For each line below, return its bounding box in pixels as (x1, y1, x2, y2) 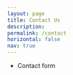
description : (7, 23, 45, 30)
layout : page (7, 10, 45, 17)
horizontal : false (7, 36, 60, 43)
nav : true (7, 42, 36, 49)
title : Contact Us (7, 17, 60, 24)
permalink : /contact (7, 29, 67, 37)
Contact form (17, 62, 56, 69)
